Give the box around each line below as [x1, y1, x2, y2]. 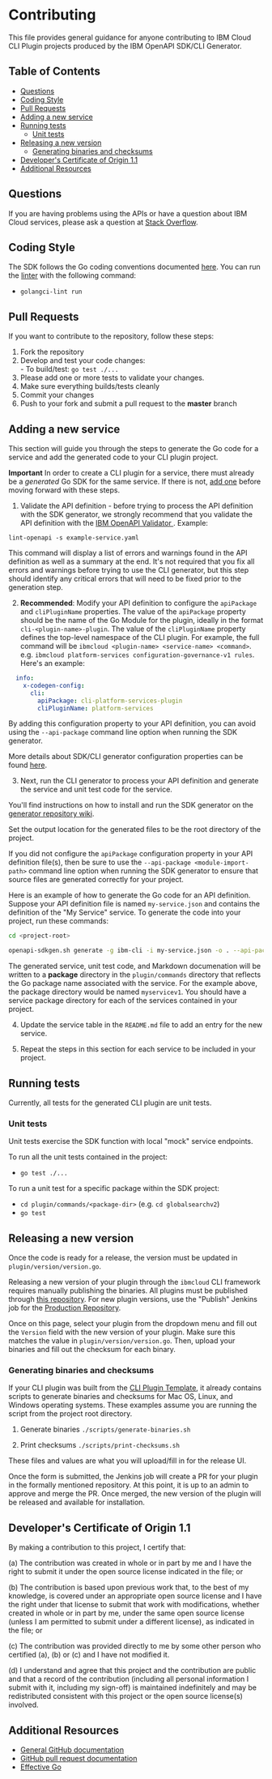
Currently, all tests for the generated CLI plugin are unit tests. [8, 1098, 212, 1107]
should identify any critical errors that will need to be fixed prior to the [8, 574, 241, 583]
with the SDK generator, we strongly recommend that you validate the [19, 510, 253, 519]
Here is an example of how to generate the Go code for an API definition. [8, 890, 251, 900]
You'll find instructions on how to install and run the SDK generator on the [8, 800, 253, 810]
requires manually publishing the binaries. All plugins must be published [8, 1286, 249, 1295]
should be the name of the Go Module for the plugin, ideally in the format [19, 616, 264, 625]
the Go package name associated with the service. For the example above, [8, 979, 257, 988]
